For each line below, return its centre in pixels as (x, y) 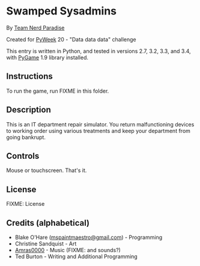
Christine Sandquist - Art (46, 244)
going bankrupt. (26, 137)
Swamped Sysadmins (62, 11)
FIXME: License (26, 204)
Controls (23, 156)
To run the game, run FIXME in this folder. (58, 91)
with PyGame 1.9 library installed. (47, 57)
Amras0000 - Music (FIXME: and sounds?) (68, 250)
